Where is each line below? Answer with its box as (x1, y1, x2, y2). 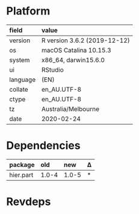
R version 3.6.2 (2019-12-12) (41, 36, 131, 45)
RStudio (41, 65, 64, 74)
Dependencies (6, 139, 81, 153)
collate (9, 85, 28, 93)
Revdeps (6, 195, 51, 209)
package (9, 160, 35, 169)
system (9, 55, 30, 64)
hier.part (9, 171, 34, 179)
